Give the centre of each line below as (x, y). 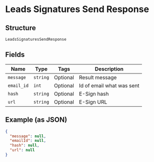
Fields (15, 55)
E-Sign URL (93, 102)
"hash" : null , (24, 145)
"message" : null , (28, 136)
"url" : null (22, 150)
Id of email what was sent (109, 86)
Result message (98, 77)
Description (109, 69)
